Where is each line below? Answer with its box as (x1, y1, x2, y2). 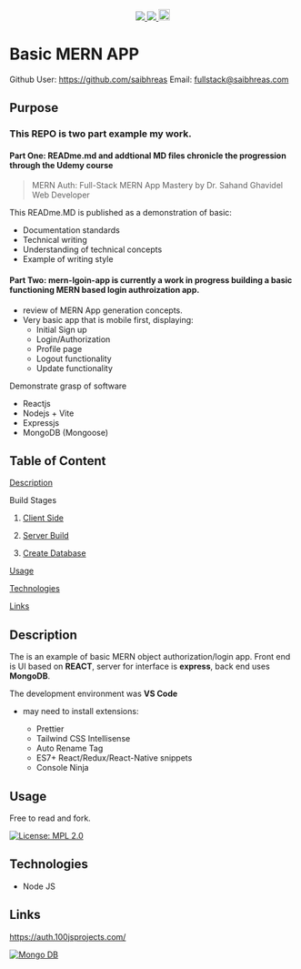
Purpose (9, 100, 59, 116)
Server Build (22, 530, 70, 541)
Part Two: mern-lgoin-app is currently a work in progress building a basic (9, 275, 293, 286)
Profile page (35, 343, 83, 354)
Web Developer (31, 189, 91, 200)
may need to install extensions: (22, 706, 139, 717)
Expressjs (22, 417, 60, 428)
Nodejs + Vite (22, 408, 75, 419)
